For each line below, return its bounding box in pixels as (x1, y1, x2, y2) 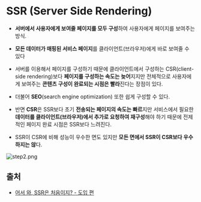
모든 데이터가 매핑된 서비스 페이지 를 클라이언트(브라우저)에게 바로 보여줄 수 (14, 45, 190, 52)
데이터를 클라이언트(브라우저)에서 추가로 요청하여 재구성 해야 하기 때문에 (14, 113, 182, 120)
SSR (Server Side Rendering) (6, 4, 152, 18)
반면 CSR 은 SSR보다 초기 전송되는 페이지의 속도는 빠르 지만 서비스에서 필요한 (14, 105, 194, 113)
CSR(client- (165, 65, 194, 73)
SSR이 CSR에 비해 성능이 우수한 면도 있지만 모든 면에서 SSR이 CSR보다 (14, 133, 182, 140)
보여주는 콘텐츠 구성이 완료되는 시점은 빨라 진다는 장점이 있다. (21, 80, 163, 88)
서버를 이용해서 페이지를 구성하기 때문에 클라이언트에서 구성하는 (14, 65, 164, 73)
